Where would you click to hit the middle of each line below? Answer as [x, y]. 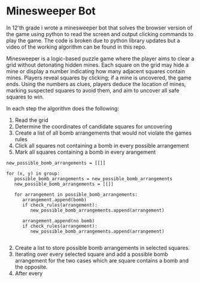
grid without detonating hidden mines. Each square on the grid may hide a [98, 65]
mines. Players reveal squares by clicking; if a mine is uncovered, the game [99, 78]
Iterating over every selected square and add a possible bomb [92, 254]
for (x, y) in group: [33, 173]
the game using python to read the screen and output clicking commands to [100, 34]
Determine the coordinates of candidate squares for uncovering [93, 126]
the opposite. [31, 267]
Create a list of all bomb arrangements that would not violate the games [103, 133]
